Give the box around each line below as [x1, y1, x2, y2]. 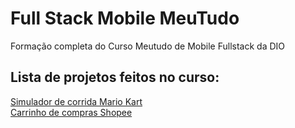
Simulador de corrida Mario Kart [10, 95, 143, 107]
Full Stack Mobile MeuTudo [10, 7, 240, 30]
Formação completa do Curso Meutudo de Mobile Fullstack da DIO [10, 40, 286, 52]
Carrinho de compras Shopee [10, 106, 133, 118]
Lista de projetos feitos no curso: [10, 69, 220, 86]
